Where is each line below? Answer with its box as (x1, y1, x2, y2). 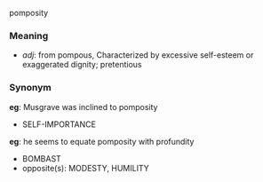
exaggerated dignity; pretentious (21, 59, 142, 70)
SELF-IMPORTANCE (21, 119, 96, 130)
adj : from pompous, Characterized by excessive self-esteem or (21, 50, 254, 60)
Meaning (9, 29, 49, 42)
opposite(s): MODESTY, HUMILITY (21, 162, 149, 173)
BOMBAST (21, 153, 62, 163)
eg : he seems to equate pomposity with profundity (9, 136, 195, 146)
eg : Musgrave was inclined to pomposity (9, 101, 158, 112)
